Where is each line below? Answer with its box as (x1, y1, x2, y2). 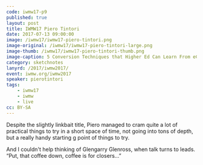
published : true (6, 15, 47, 21)
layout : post (6, 20, 39, 26)
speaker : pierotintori (6, 76, 63, 82)
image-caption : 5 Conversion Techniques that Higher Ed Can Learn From (6, 54, 190, 60)
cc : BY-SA (6, 104, 31, 111)
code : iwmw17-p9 (6, 8, 47, 15)
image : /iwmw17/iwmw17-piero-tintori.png (6, 37, 112, 43)
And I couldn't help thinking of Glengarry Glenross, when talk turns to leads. (6, 146, 195, 153)
